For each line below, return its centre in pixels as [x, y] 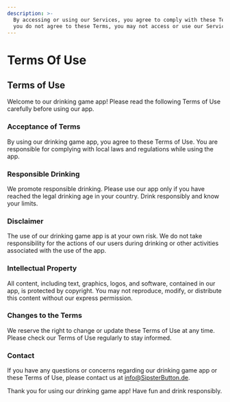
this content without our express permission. [70, 298]
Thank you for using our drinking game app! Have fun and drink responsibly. [115, 391]
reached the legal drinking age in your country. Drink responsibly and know [113, 196]
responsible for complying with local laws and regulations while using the [110, 149]
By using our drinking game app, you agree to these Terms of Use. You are [112, 142]
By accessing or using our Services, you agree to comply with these [114, 20]
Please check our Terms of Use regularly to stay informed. [90, 338]
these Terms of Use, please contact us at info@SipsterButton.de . [99, 378]
